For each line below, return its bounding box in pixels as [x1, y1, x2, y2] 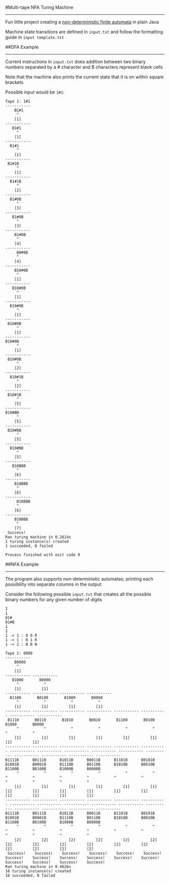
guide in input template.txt [5, 34, 64, 40]
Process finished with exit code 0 [5, 552, 80, 557]
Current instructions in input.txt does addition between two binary [5, 58, 146, 65]
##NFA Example [5, 561, 39, 567]
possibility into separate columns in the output [5, 581, 102, 587]
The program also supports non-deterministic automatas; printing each [5, 576, 153, 582]
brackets [5, 79, 24, 85]
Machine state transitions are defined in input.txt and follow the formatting [5, 29, 163, 35]
